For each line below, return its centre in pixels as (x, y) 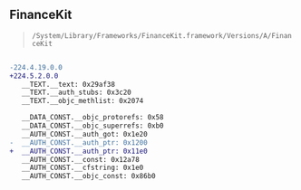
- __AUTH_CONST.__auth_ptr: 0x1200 (78, 142)
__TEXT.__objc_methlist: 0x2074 (83, 101)
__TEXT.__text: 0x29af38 (68, 84)
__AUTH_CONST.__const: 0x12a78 (81, 159)
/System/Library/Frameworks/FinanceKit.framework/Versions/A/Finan (161, 35)
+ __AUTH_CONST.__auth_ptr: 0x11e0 (78, 151)
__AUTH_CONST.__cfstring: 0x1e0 (83, 168)
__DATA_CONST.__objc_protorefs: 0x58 (93, 118)
